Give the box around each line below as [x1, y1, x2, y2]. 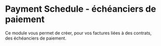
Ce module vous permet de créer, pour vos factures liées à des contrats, [5, 30, 152, 36]
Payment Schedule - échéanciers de [5, 3, 156, 15]
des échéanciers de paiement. [5, 35, 67, 41]
